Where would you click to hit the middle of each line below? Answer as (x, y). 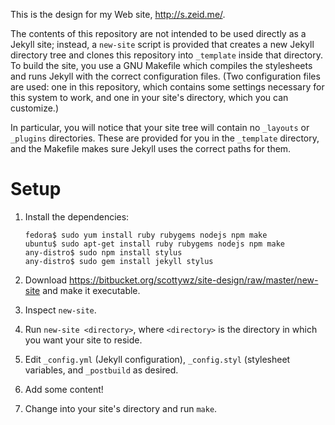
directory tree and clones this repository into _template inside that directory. (166, 55)
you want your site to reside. (83, 340)
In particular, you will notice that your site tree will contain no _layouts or (160, 127)
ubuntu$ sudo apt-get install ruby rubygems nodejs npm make (155, 244)
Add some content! (64, 389)
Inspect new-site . (60, 310)
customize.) (34, 108)
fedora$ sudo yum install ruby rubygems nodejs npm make (146, 235)
